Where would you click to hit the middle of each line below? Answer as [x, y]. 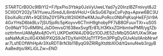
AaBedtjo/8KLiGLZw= [27, 48]
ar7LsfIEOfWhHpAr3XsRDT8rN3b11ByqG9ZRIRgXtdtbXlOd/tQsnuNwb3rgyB [81, 43]
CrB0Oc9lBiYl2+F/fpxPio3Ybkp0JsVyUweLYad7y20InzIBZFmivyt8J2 [88, 7]
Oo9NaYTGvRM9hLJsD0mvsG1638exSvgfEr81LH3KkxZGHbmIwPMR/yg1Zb [81, 28]
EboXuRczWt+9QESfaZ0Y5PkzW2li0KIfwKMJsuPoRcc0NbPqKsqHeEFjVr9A [81, 17]
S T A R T [12, 7]
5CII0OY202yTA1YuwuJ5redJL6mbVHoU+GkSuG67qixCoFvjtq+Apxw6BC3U [82, 12]
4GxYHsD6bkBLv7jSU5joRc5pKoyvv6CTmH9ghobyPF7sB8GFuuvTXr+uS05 [81, 22]
